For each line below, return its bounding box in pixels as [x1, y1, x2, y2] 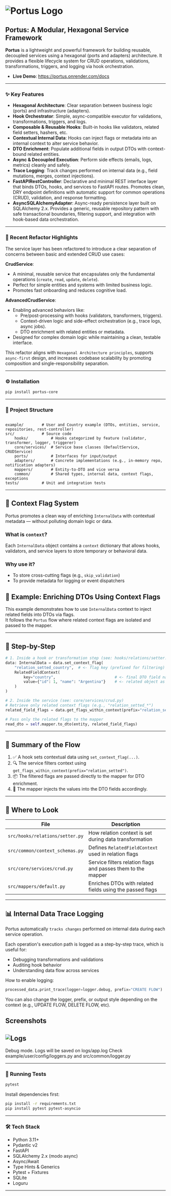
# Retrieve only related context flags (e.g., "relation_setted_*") [5, 703, 154, 708]
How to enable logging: [5, 977, 54, 983]
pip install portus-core [5, 389, 58, 395]
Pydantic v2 [12, 1142, 38, 1148]
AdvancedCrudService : [5, 297, 56, 303]
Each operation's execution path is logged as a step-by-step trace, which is [5, 941, 164, 947]
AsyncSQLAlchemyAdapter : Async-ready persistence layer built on [12, 200, 156, 206]
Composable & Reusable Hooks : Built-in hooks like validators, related [12, 124, 159, 130]
